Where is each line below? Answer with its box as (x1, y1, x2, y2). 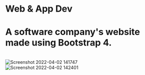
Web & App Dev (5, 3, 73, 15)
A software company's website (5, 26, 140, 38)
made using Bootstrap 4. (5, 37, 112, 49)
